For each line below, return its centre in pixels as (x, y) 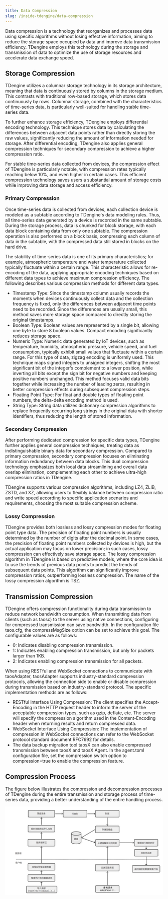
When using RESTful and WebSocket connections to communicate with (79, 671)
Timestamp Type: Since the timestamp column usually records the (81, 293)
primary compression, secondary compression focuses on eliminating (77, 456)
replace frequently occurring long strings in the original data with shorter (88, 411)
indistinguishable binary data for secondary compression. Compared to (79, 451)
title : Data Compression (31, 11)
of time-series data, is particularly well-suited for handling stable (72, 107)
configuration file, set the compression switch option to (69, 756)
